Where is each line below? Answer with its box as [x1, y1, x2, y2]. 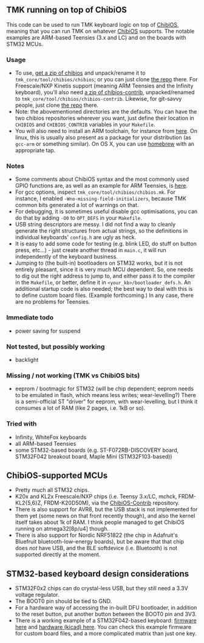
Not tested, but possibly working [6, 342, 105, 351]
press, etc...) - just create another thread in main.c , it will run [15, 247, 166, 254]
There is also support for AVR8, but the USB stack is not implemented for [15, 506, 198, 513]
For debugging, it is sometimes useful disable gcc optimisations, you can [15, 208, 198, 215]
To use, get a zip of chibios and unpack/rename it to [15, 69, 146, 77]
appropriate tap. [15, 147, 56, 154]
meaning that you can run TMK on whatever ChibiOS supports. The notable [6, 27, 195, 35]
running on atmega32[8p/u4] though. [15, 525, 109, 532]
